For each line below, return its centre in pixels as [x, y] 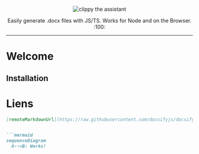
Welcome [30, 57]
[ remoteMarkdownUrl [30, 119]
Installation [27, 78]
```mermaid [20, 135]
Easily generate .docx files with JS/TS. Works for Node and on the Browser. [99, 20]
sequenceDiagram [26, 141]
